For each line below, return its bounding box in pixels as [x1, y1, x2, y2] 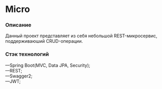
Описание [5, 22, 32, 29]
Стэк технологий [5, 51, 49, 58]
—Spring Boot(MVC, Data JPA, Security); [5, 62, 91, 68]
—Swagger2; [5, 73, 33, 79]
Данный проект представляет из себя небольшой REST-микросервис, [5, 33, 157, 39]
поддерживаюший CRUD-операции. [5, 38, 83, 44]
